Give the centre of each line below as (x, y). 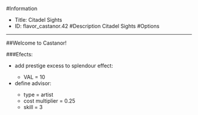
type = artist (38, 94)
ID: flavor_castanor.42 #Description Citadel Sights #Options (87, 26)
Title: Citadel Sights (38, 20)
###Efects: (19, 54)
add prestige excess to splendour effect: (64, 66)
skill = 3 (33, 107)
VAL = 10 (34, 77)
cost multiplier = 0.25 (49, 101)
